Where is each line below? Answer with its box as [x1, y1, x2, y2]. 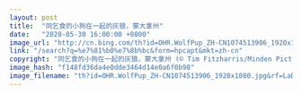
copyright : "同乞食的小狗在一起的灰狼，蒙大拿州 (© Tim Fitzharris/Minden [9, 55, 272, 64]
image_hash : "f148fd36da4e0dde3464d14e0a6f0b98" [9, 64, 195, 73]
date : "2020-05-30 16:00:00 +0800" [9, 30, 151, 38]
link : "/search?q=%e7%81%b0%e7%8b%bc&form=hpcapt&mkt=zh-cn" [9, 47, 244, 56]
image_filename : [9, 72, 70, 81]
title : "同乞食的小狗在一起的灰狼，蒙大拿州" [9, 21, 164, 30]
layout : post [9, 13, 58, 22]
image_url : [9, 38, 50, 47]
